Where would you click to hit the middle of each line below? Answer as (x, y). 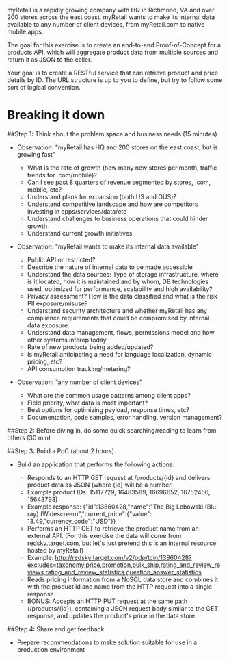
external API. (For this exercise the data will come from (104, 535)
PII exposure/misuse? (57, 303)
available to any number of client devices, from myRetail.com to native (106, 24)
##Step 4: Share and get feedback (56, 629)
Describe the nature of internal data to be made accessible (110, 267)
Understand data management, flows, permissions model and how (121, 332)
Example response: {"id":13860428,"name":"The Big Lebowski (115, 507)
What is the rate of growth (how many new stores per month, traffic (122, 168)
